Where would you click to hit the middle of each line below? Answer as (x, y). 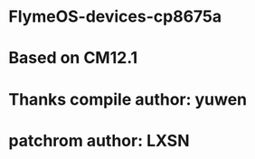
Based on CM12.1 (73, 58)
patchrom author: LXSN (99, 140)
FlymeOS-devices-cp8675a (115, 17)
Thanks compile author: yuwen (128, 99)
